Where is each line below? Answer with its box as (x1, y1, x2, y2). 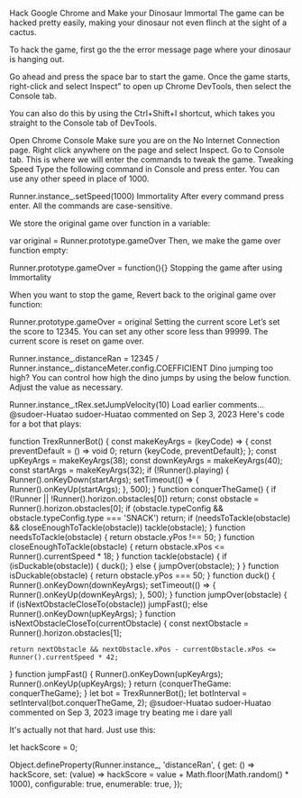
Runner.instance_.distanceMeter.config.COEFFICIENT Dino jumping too (9, 362, 273, 373)
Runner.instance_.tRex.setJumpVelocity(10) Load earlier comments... (9, 399, 264, 409)
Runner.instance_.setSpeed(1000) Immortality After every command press (9, 191, 285, 201)
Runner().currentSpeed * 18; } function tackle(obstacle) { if (9, 551, 227, 562)
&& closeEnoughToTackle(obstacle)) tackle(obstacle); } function (9, 522, 246, 533)
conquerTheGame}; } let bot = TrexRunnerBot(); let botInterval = (9, 688, 248, 698)
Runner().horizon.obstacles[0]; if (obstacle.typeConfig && (9, 503, 224, 513)
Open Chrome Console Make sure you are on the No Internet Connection (9, 135, 280, 145)
